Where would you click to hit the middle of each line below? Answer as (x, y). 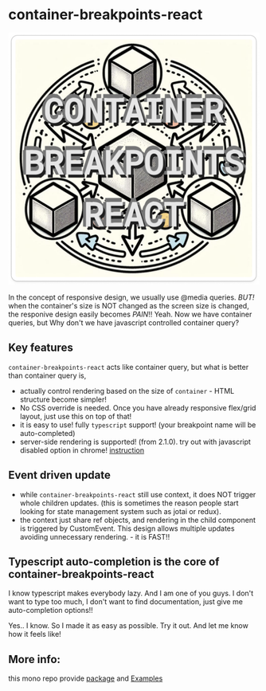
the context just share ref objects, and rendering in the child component (138, 520)
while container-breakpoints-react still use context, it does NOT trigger (138, 494)
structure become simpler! (63, 399)
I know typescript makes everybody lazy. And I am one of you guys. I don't (131, 593)
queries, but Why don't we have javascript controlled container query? (124, 322)
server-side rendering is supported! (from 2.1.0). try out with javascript (135, 442)
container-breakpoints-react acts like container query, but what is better (129, 367)
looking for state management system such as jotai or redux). (120, 511)
